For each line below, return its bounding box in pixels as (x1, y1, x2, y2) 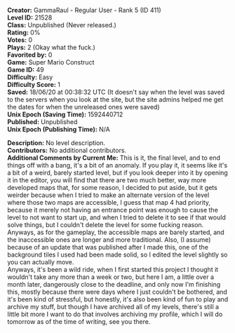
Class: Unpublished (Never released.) (7, 21, 117, 29)
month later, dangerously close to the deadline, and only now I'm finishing (7, 280, 221, 288)
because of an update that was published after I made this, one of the (7, 243, 209, 251)
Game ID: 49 (7, 66, 44, 74)
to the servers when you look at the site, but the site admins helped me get (7, 95, 224, 104)
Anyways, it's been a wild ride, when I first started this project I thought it (7, 266, 219, 273)
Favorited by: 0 (7, 50, 53, 59)
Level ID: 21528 (7, 13, 53, 22)
